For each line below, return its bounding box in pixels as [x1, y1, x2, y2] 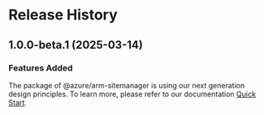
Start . [8, 97, 27, 107]
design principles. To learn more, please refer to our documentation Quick [8, 89, 256, 99]
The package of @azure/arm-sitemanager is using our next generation [8, 80, 245, 90]
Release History [8, 6, 118, 24]
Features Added [8, 62, 73, 74]
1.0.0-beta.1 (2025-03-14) [8, 38, 144, 52]
